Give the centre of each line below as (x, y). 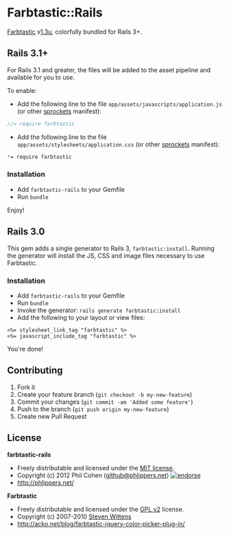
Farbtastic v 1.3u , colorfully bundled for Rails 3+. (75, 32)
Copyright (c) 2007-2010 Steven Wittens (74, 516)
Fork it (26, 387)
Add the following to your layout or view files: (81, 317)
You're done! (25, 349)
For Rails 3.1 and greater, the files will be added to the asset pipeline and (109, 69)
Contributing (35, 370)
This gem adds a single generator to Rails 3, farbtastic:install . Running (111, 248)
